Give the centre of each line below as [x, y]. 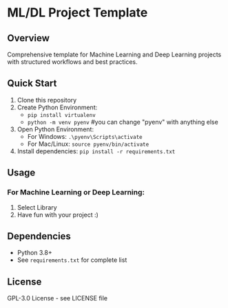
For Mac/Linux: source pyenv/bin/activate [88, 144]
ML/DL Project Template [77, 13]
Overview [29, 38]
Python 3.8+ [35, 253]
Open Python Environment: [55, 129]
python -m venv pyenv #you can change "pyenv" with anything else [123, 122]
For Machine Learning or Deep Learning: [76, 192]
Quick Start [32, 84]
